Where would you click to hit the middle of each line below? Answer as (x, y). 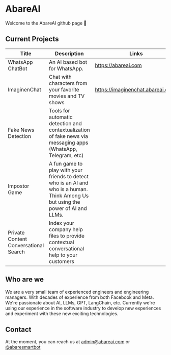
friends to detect (69, 176)
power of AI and (68, 208)
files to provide (67, 235)
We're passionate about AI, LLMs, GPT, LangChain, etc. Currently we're (80, 302)
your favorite (64, 89)
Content (17, 239)
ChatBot (18, 68)
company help (66, 229)
